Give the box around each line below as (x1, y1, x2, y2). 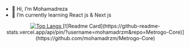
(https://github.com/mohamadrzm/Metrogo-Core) (35, 35, 156, 41)
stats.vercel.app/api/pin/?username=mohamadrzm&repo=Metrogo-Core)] (6, 29, 184, 36)
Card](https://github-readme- (89, 23, 161, 29)
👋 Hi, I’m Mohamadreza (11, 6, 68, 12)
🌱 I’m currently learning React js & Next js (11, 11, 112, 18)
